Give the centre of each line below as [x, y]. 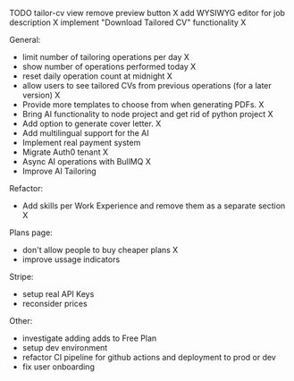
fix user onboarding [59, 367]
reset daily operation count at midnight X [97, 76]
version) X [41, 95]
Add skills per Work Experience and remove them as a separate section [154, 206]
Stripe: [21, 277]
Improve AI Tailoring [59, 171]
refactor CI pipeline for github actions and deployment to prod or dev [149, 357]
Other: [21, 321]
